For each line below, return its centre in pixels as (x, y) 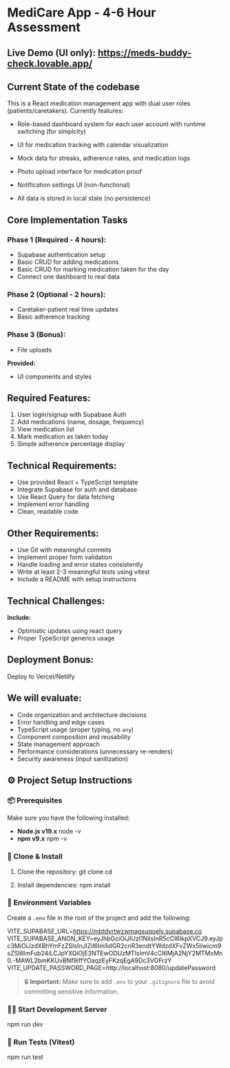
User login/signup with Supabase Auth (72, 414)
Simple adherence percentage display (71, 444)
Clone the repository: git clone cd (64, 871)
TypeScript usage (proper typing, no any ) (75, 729)
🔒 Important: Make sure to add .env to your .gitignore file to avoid (119, 981)
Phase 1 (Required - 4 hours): (57, 239)
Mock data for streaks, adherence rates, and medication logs (104, 158)
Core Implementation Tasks (67, 220)
